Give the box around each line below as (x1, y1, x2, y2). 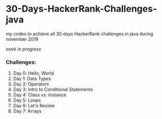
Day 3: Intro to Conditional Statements (13, 86, 93, 93)
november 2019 (6, 36, 39, 42)
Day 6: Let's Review (13, 103, 55, 109)
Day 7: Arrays (13, 108, 42, 114)
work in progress (6, 46, 41, 52)
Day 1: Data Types (13, 76, 51, 82)
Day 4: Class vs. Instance (13, 92, 67, 98)
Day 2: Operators (13, 81, 49, 87)
